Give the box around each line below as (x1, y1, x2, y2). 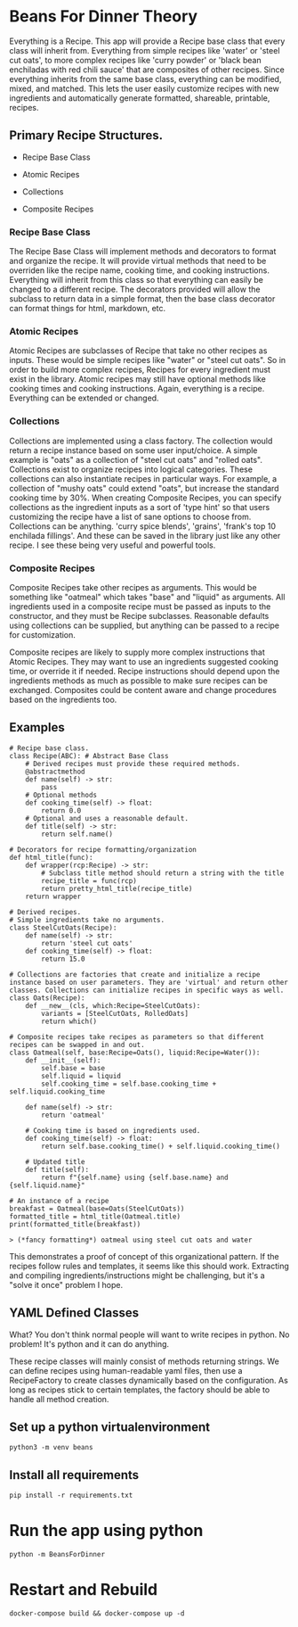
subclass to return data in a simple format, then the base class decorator (9, 293, 276, 304)
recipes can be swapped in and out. (9, 1040, 145, 1049)
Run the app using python (9, 1521, 204, 1540)
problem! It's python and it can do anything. (9, 1338, 170, 1349)
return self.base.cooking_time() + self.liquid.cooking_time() (41, 1142, 280, 1151)
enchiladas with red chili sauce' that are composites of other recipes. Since (9, 64, 285, 75)
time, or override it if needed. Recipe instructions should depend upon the (9, 665, 280, 676)
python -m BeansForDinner (9, 1550, 105, 1559)
